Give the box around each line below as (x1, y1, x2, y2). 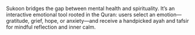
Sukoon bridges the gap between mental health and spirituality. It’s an (6, 5, 175, 12)
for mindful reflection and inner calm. (6, 23, 96, 30)
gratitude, (6, 17, 30, 24)
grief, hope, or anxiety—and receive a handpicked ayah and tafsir (31, 17, 189, 24)
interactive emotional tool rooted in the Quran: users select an (6, 11, 156, 18)
